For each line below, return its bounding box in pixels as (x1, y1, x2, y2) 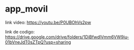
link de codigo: (5, 29, 35, 34)
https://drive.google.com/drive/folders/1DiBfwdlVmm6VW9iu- (5, 34, 129, 40)
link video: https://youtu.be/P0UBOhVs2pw (5, 19, 91, 25)
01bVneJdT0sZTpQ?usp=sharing (5, 39, 72, 45)
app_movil (5, 3, 48, 15)
